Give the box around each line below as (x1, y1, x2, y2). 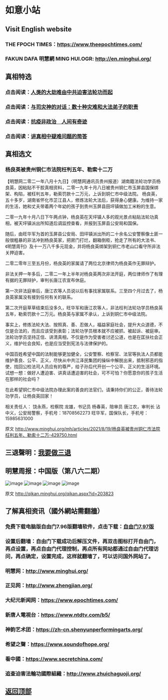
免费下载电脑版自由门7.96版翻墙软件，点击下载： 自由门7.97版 (5, 523, 154, 530)
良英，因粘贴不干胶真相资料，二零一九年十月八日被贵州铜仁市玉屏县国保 (5, 185, 154, 191)
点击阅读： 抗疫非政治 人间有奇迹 (5, 118, 87, 125)
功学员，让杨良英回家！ (5, 393, 53, 399)
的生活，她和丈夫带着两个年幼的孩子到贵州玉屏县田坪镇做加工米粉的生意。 (5, 203, 158, 209)
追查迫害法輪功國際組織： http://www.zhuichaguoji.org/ (5, 670, 141, 677)
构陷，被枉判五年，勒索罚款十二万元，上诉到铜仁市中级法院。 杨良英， (13, 191, 160, 197)
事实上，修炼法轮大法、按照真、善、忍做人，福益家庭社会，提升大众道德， (5, 321, 158, 328)
